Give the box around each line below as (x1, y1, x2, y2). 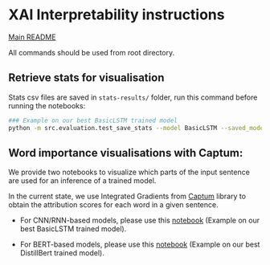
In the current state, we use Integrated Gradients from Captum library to (8, 191, 247, 202)
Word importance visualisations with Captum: (8, 146, 243, 160)
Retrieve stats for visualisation (8, 71, 165, 85)
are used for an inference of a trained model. (8, 176, 157, 185)
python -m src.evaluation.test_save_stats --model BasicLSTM (8, 124, 218, 132)
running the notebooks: (8, 100, 86, 110)
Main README (8, 32, 56, 42)
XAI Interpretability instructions (8, 6, 225, 24)
